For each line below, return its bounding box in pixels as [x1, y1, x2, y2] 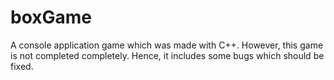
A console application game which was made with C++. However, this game [10, 39, 324, 51]
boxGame [10, 6, 93, 29]
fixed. [10, 60, 34, 72]
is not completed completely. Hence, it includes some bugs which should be [10, 49, 325, 61]
